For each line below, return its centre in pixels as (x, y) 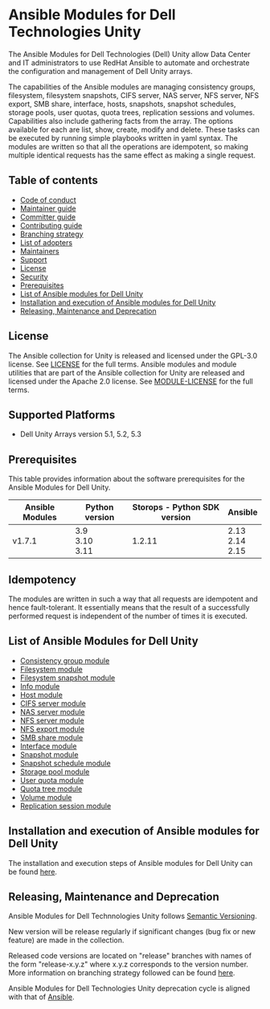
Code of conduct (48, 199)
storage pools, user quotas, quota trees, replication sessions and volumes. (132, 112)
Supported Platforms (62, 414)
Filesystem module (51, 669)
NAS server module (52, 712)
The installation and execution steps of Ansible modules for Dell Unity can (131, 863)
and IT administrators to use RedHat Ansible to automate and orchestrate (129, 63)
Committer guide (48, 217)
